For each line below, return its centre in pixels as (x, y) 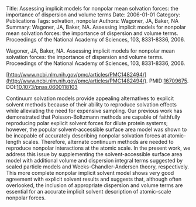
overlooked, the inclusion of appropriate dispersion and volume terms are (94, 185)
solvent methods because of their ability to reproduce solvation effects (92, 104)
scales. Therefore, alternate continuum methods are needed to (98, 142)
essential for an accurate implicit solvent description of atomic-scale (89, 192)
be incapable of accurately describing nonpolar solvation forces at (86, 136)
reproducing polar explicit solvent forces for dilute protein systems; (87, 123)
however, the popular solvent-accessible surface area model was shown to (97, 129)
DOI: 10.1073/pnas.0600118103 (42, 87)
